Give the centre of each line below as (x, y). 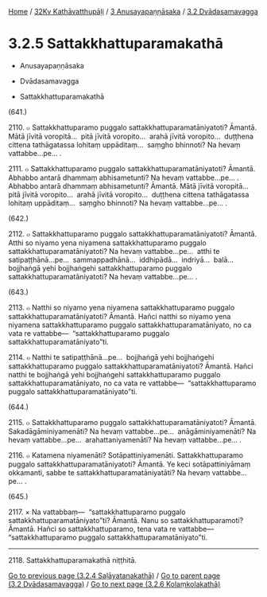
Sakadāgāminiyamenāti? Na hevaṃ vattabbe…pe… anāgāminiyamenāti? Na (132, 431)
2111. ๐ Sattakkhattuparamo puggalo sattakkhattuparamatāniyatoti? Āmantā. (132, 168)
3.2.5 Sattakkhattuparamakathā (116, 44)
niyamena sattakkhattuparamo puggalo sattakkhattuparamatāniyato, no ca (130, 325)
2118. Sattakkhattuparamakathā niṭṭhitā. (73, 560)
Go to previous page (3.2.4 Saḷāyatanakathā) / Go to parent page (114, 576)
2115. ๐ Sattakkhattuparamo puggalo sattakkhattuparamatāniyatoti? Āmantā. (132, 422)
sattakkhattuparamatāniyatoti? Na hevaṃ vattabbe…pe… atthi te (114, 251)
